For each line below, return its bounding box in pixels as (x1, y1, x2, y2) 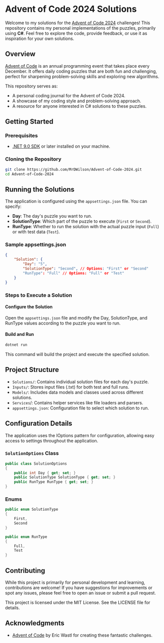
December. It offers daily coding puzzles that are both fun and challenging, (5, 68, 157, 74)
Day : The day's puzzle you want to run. (12, 213, 92, 219)
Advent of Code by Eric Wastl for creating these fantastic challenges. (12, 632, 153, 638)
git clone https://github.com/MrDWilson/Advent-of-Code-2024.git (5, 167, 142, 172)
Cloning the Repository (5, 156, 62, 162)
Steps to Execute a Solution (5, 291, 72, 298)
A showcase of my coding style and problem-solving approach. (12, 98, 141, 104)
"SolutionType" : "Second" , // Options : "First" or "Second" (23, 266, 149, 271)
